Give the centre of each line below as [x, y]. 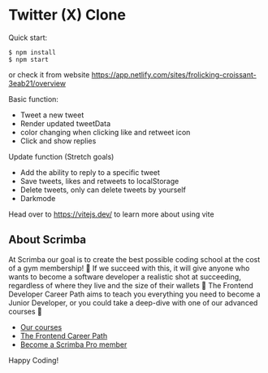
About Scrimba [48, 240]
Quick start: [28, 37]
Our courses [41, 327]
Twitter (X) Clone [67, 15]
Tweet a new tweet [52, 115]
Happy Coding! [34, 360]
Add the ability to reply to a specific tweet [90, 172]
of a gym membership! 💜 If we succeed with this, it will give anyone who [129, 268]
